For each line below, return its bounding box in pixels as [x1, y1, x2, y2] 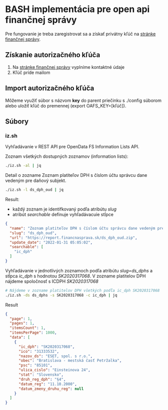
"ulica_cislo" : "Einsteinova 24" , [18, 368, 91, 373]
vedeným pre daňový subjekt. [5, 177, 66, 184]
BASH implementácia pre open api [5, 4, 150, 15]
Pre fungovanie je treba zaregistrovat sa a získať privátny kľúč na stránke [5, 31, 156, 37]
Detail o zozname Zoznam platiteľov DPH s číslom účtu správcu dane [5, 172, 147, 178]
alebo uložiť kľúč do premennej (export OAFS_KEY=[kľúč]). [5, 102, 126, 109]
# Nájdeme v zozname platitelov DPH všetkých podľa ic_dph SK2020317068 [5, 288, 160, 293]
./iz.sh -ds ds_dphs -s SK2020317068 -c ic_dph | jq [5, 292, 117, 297]
